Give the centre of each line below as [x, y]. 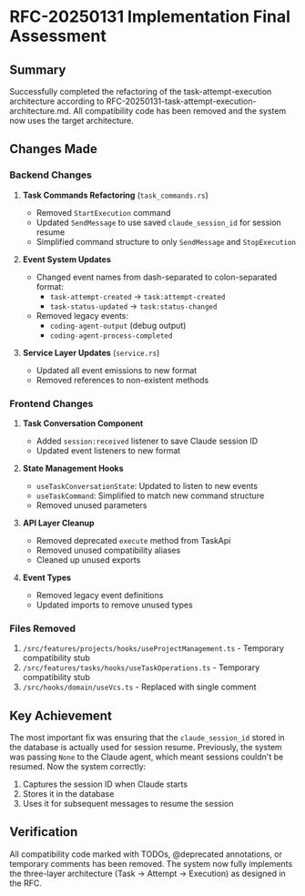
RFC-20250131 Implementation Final [150, 17]
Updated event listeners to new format [108, 450]
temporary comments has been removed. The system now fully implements [151, 863]
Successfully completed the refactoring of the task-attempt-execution [141, 92]
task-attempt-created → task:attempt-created [137, 296]
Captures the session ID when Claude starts [105, 784]
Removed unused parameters [91, 505]
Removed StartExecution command [103, 212]
